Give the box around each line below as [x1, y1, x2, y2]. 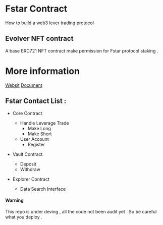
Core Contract [12, 110, 42, 116]
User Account [20, 136, 49, 142]
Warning [5, 197, 24, 203]
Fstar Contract [5, 3, 68, 15]
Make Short [27, 131, 52, 137]
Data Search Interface [20, 186, 66, 192]
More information [5, 65, 80, 77]
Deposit [20, 161, 37, 167]
